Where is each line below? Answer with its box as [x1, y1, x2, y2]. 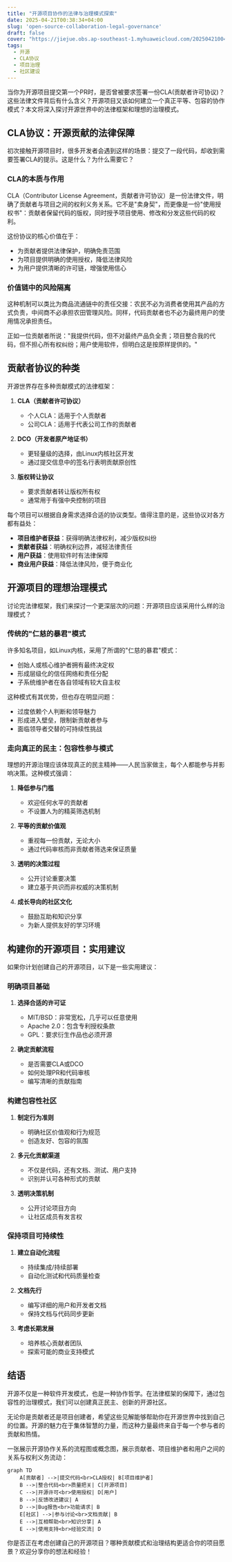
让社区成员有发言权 [27, 1212, 83, 1220]
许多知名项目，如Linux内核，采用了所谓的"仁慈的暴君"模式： [7, 646, 180, 654]
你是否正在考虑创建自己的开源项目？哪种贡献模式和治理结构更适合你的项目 [7, 1539, 219, 1547]
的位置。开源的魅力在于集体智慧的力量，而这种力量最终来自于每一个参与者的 [7, 1421, 225, 1429]
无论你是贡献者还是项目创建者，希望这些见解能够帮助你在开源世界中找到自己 [7, 1412, 225, 1421]
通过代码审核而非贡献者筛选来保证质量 [27, 845, 137, 853]
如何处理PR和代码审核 [27, 1068, 90, 1077]
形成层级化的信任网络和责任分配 [17, 669, 108, 677]
